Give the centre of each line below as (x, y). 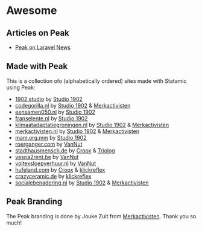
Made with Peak (37, 66)
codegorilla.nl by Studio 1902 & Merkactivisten (73, 105)
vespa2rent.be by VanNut (47, 157)
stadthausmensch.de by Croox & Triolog (65, 150)
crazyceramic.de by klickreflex (53, 176)
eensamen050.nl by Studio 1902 (55, 112)
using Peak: (21, 87)
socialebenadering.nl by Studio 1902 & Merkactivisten (82, 183)
